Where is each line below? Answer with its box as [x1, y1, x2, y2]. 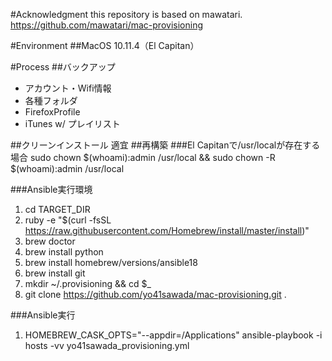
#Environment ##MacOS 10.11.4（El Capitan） [10, 40, 200, 51]
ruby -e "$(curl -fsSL [24, 214, 112, 226]
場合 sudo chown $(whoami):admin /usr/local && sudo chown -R [10, 152, 276, 163]
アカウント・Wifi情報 [24, 82, 112, 94]
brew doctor [24, 235, 76, 247]
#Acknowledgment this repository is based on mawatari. [10, 9, 243, 20]
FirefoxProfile [24, 106, 81, 118]
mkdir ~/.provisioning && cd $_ [24, 278, 152, 289]
